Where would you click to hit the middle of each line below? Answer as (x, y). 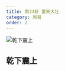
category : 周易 (24, 17)
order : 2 (17, 22)
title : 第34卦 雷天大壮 (32, 12)
